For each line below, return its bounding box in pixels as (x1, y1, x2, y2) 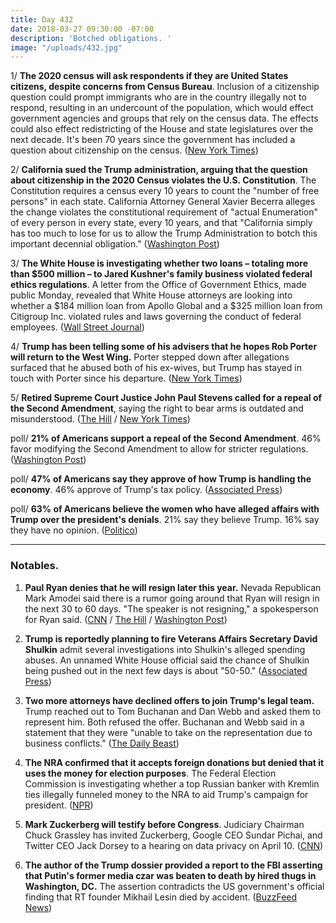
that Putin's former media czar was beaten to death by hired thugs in (24, 869, 317, 881)
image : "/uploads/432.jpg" (10, 42, 123, 53)
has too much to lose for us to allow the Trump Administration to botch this (10, 227, 318, 240)
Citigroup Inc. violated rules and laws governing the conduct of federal (10, 311, 302, 323)
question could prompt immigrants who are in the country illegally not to (10, 91, 307, 103)
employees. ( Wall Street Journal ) (10, 321, 145, 333)
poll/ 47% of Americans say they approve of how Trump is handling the (10, 473, 312, 485)
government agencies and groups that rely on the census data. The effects (10, 112, 319, 125)
